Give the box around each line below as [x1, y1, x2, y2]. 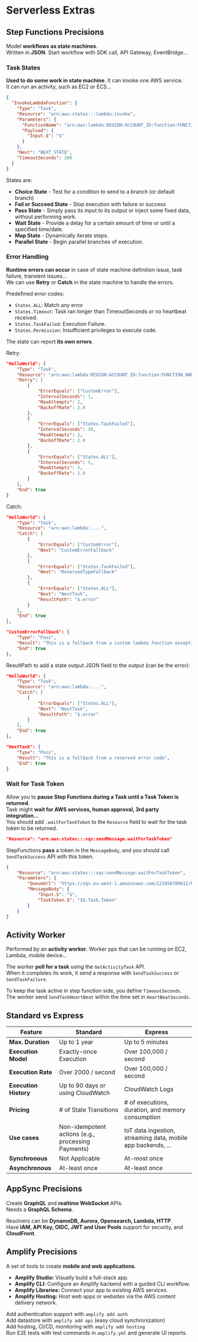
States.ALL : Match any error [14, 301, 84, 308]
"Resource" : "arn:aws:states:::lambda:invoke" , [16, 111, 136, 117]
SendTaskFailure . [6, 976, 48, 983]
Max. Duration [9, 1038, 50, 1046]
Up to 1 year [58, 1038, 94, 1046]
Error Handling [6, 253, 49, 261]
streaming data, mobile [124, 1134, 188, 1142]
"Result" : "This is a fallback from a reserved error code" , [16, 755, 170, 761]
